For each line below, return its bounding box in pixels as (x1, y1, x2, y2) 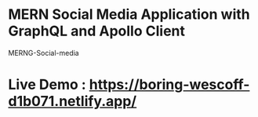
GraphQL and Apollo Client (8, 22, 186, 40)
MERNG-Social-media (8, 48, 80, 57)
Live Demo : (8, 76, 86, 93)
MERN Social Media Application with (8, 5, 250, 24)
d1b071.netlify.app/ (8, 93, 137, 111)
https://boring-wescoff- (89, 76, 250, 93)
